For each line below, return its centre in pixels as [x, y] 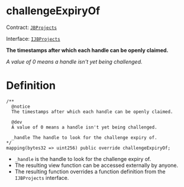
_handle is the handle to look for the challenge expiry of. [83, 159]
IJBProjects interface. [42, 178]
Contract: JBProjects [32, 27]
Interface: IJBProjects [33, 38]
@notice [21, 107]
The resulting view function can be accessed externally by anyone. [96, 165]
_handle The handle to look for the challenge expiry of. [85, 137]
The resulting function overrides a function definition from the [90, 171]
